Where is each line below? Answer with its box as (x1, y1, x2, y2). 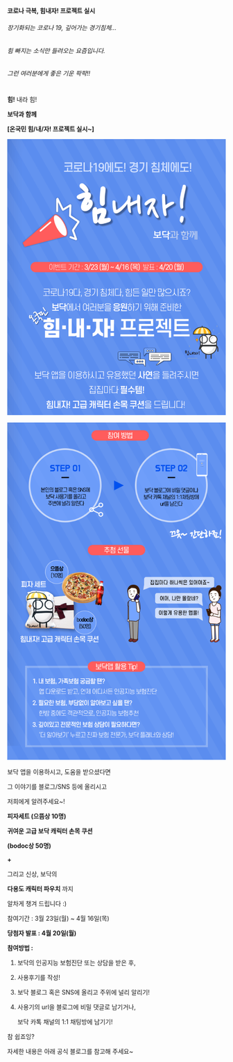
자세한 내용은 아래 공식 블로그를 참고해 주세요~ (7, 1047, 134, 1056)
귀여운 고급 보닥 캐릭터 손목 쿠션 (7, 827, 93, 835)
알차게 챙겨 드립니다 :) (7, 899, 67, 908)
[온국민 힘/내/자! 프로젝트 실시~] (7, 124, 95, 133)
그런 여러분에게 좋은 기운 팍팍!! (7, 70, 91, 78)
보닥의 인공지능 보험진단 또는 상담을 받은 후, (17, 958, 137, 967)
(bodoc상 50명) (7, 842, 52, 850)
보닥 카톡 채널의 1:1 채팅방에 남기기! (17, 1017, 113, 1026)
